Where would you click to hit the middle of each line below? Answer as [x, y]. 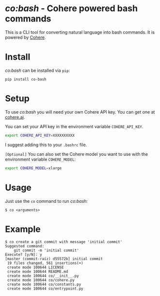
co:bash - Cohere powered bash [72, 8]
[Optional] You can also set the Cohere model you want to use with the [77, 154]
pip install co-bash [26, 79]
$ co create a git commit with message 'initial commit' [64, 242]
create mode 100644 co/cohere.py [41, 280]
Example [23, 229]
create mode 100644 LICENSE [35, 267]
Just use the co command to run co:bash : [47, 201]
